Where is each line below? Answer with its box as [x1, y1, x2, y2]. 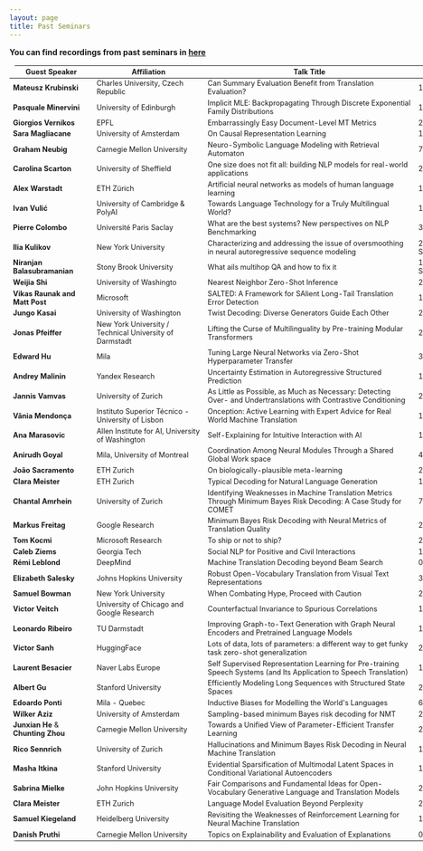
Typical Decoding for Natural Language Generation [207, 476, 378, 486]
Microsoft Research [96, 535, 163, 545]
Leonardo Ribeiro [13, 624, 72, 634]
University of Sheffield [96, 164, 172, 174]
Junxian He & [13, 721, 60, 730]
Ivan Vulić [13, 203, 48, 213]
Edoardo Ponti [13, 698, 62, 707]
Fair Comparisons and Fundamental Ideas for [207, 779, 359, 789]
